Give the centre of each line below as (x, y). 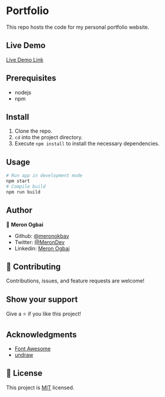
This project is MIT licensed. (40, 387)
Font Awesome (33, 348)
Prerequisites (31, 78)
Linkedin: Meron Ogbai (42, 248)
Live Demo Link (25, 59)
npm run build (23, 192)
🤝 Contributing (33, 266)
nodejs (23, 92)
